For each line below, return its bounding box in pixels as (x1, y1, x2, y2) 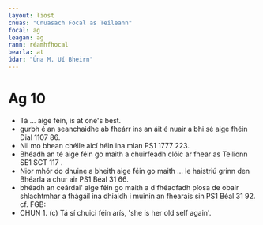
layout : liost (8, 11, 55, 20)
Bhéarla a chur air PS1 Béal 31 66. (19, 174, 129, 184)
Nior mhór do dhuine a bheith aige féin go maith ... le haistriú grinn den (19, 166, 250, 175)
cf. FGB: (19, 199, 47, 209)
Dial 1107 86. (19, 132, 61, 142)
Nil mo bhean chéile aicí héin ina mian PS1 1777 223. (19, 141, 190, 150)
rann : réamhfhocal (8, 41, 69, 49)
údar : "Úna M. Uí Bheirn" (8, 56, 93, 64)
